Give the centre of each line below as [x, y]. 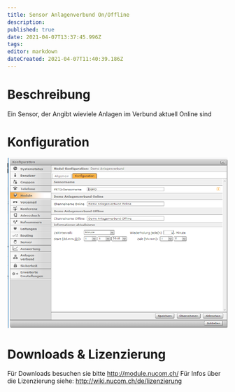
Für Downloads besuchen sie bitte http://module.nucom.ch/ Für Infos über [114, 374]
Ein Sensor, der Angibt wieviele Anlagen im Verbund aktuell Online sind [109, 114]
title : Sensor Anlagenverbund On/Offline [69, 15]
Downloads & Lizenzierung [87, 354]
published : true [31, 29]
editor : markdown [33, 52]
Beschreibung [49, 95]
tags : [15, 44]
